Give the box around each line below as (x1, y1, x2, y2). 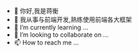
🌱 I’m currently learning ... (13, 24, 89, 31)
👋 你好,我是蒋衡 (13, 7, 59, 15)
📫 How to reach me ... (13, 38, 79, 46)
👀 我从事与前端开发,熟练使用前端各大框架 (13, 15, 132, 24)
